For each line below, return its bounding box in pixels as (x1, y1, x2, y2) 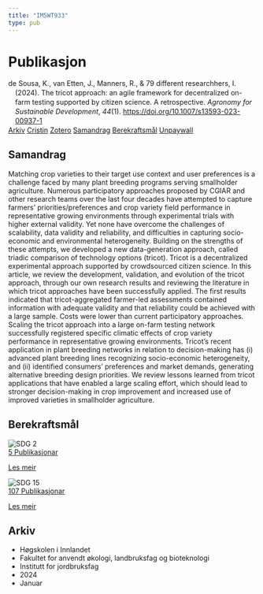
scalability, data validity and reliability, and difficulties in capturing (8, 228, 222, 237)
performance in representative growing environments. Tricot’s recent (8, 336, 232, 346)
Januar (19, 578, 43, 588)
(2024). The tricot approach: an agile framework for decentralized (15, 88, 230, 98)
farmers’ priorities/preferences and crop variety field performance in (8, 202, 231, 212)
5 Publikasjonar (8, 447, 58, 457)
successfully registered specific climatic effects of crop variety (8, 328, 213, 337)
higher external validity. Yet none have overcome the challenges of (8, 219, 225, 228)
